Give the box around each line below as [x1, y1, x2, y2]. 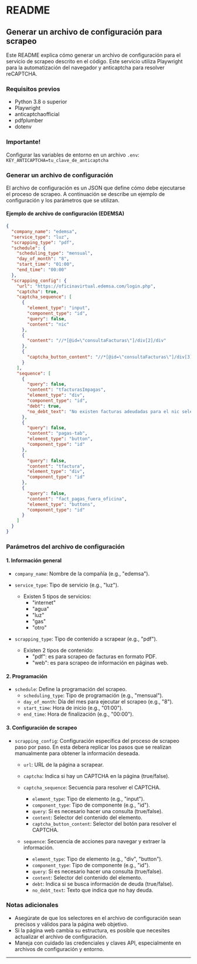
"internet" [32, 599, 56, 606]
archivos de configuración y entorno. [14, 945, 104, 952]
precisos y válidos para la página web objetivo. [14, 921, 128, 928]
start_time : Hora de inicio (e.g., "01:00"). [23, 705, 123, 712]
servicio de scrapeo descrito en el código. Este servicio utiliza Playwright [6, 58, 183, 65]
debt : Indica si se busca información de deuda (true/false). [32, 880, 174, 887]
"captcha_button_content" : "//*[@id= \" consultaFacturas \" [27, 354, 172, 360]
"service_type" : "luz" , [11, 234, 69, 240]
